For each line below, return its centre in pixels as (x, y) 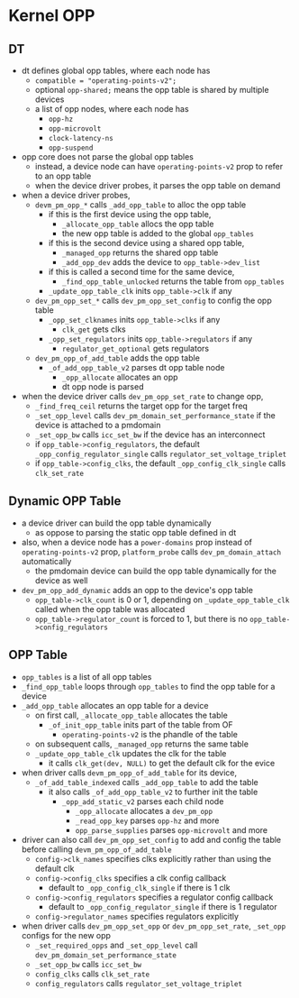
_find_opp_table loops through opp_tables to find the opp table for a (148, 686)
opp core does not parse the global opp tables (108, 157)
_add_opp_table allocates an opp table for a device (115, 705)
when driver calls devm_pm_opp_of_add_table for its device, (129, 773)
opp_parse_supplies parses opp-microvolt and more (172, 829)
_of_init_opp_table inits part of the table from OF (140, 724)
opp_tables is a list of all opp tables (86, 676)
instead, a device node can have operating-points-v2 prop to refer (159, 166)
